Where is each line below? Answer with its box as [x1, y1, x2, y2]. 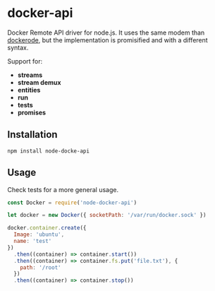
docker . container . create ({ [7, 225, 87, 232]
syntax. [7, 43, 29, 52]
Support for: [7, 57, 43, 65]
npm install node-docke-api [7, 147, 90, 155]
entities [17, 85, 41, 94]
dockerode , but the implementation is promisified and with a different [7, 35, 208, 44]
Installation [7, 129, 58, 141]
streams [17, 71, 43, 79]
